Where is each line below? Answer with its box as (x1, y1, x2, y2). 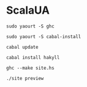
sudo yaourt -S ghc (6, 23, 55, 29)
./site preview (6, 75, 44, 81)
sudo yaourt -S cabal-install (6, 33, 82, 39)
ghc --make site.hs (6, 65, 55, 71)
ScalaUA (6, 4, 50, 17)
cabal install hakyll (6, 54, 60, 60)
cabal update (6, 44, 39, 50)
